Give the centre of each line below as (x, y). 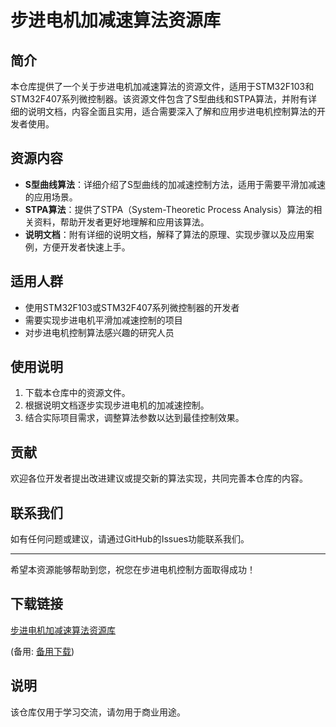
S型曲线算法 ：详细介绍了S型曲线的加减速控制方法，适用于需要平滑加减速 (175, 184)
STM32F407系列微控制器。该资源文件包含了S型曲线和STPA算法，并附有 (159, 99)
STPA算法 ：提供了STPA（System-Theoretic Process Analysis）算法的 (169, 209)
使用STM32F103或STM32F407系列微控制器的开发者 (132, 307)
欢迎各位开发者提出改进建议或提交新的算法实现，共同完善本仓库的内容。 (159, 478)
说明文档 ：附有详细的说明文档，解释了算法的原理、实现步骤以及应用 (165, 234)
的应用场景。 (51, 197)
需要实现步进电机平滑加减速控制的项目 (103, 320)
